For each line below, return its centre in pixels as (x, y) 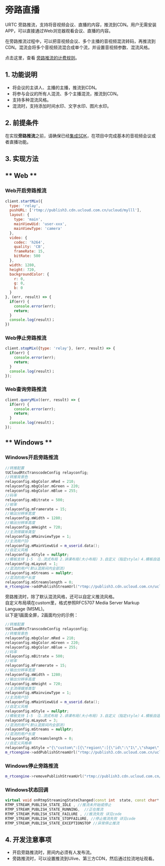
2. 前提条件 (22, 123)
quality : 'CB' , (29, 247)
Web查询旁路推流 (26, 390)
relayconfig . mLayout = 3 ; (31, 720)
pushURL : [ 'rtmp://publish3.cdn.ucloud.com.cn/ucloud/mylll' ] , (75, 210)
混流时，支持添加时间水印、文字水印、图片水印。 (62, 106)
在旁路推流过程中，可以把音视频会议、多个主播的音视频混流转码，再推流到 (80, 41)
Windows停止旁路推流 (32, 766)
